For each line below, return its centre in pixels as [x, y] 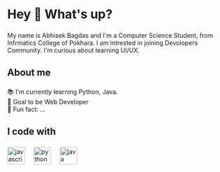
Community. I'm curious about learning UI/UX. [73, 50]
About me [29, 72]
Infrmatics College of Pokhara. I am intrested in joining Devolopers [103, 43]
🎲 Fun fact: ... [26, 109]
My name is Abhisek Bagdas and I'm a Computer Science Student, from [110, 36]
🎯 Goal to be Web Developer [48, 102]
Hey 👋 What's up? [60, 14]
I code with [32, 131]
